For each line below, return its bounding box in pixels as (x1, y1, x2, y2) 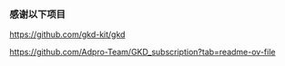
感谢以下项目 (9, 7, 66, 20)
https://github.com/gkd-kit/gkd (9, 29, 126, 40)
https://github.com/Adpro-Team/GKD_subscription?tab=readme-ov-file (9, 47, 276, 58)
